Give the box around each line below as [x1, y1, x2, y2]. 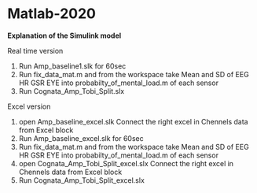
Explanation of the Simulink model [7, 31, 122, 40]
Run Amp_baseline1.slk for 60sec [18, 61, 127, 71]
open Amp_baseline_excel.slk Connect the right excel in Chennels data [18, 117, 248, 126]
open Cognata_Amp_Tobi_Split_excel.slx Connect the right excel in [18, 158, 233, 168]
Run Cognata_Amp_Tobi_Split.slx [18, 86, 125, 95]
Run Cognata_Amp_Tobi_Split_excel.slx [18, 175, 145, 185]
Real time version [7, 46, 64, 55]
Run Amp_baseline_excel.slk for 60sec [18, 133, 144, 143]
